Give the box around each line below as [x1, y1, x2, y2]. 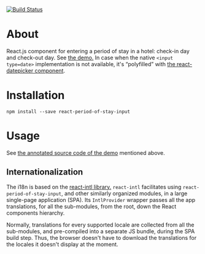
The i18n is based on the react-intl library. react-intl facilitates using [6, 183, 182, 190]
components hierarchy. [6, 209, 65, 217]
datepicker [6, 67, 34, 74]
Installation [6, 89, 65, 102]
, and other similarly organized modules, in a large [61, 190, 188, 197]
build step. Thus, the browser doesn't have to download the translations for [6, 234, 197, 241]
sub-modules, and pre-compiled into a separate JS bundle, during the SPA [6, 227, 195, 235]
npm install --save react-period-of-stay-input [6, 108, 131, 114]
